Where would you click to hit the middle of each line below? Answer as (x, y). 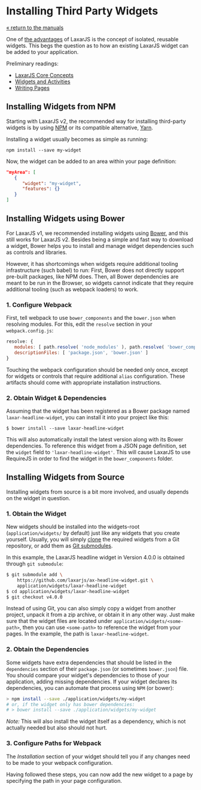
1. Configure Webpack (39, 305)
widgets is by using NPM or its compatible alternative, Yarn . (80, 128)
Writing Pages (32, 87)
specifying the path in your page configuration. (64, 780)
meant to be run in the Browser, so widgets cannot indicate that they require (100, 283)
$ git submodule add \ (34, 575)
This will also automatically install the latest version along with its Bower (95, 439)
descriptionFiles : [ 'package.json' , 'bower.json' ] (81, 352)
